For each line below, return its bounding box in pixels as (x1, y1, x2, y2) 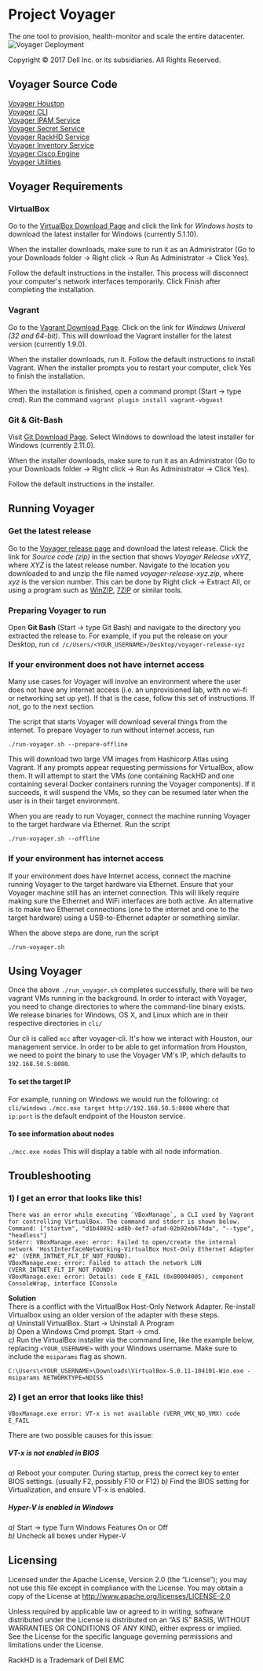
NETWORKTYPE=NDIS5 (42, 1373, 104, 1382)
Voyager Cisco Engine (8, 148, 80, 158)
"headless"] (8, 1231, 47, 1239)
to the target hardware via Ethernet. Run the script (8, 819, 170, 830)
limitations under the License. (8, 1640, 104, 1649)
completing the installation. (8, 285, 96, 295)
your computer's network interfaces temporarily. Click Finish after (8, 277, 221, 286)
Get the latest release (8, 526, 92, 537)
